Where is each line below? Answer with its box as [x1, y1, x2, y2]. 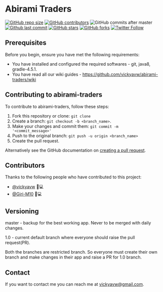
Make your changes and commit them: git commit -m [12, 123, 119, 129]
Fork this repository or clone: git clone [12, 113, 91, 119]
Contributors [5, 161, 45, 170]
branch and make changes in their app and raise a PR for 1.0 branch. [5, 254, 142, 260]
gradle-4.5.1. [12, 66, 37, 72]
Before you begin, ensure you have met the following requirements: [5, 52, 140, 57]
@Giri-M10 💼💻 [12, 191, 42, 197]
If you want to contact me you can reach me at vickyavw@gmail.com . [5, 281, 145, 287]
